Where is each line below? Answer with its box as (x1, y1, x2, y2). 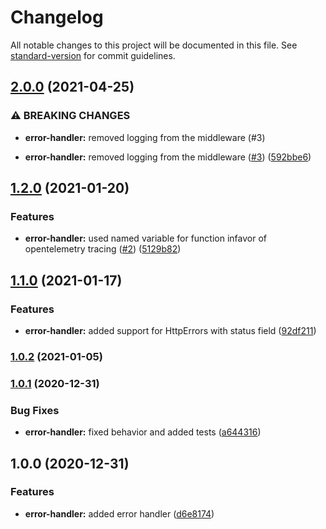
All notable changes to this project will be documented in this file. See (10, 39, 298, 51)
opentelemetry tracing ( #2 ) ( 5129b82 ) (24, 243, 182, 255)
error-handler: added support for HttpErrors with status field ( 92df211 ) (24, 325, 317, 336)
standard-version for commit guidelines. (10, 49, 176, 61)
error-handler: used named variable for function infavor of (24, 232, 267, 245)
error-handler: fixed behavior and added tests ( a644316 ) (24, 426, 262, 438)
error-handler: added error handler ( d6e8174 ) (24, 507, 215, 520)
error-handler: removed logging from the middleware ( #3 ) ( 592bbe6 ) (24, 151, 312, 163)
